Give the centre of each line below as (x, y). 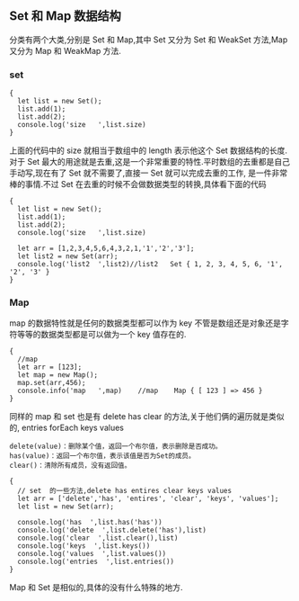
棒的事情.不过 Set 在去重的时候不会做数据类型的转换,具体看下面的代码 (138, 184)
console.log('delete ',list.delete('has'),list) (112, 530)
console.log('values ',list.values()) (92, 554)
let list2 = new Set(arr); (68, 256)
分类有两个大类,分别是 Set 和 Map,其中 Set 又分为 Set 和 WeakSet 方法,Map (149, 40)
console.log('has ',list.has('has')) (90, 523)
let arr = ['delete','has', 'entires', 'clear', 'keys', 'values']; (148, 499)
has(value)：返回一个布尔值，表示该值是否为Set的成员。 (102, 456)
